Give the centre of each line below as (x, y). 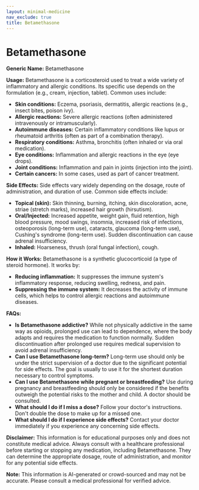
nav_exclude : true (29, 17)
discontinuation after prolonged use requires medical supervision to (98, 344)
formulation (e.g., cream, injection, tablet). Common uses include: (86, 93)
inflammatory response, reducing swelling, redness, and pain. (90, 283)
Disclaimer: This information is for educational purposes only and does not (98, 438)
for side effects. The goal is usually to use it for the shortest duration (99, 369)
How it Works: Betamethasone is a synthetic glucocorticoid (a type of (91, 259)
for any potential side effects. (42, 463)
